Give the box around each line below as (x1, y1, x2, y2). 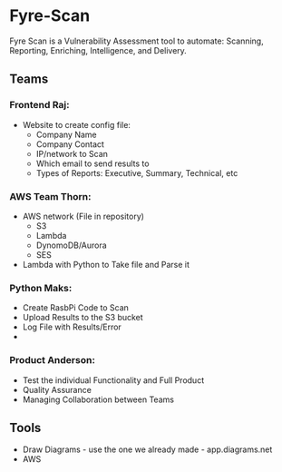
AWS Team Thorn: (9, 190, 92, 202)
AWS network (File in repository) (22, 211, 145, 221)
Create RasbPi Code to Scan (22, 302, 130, 313)
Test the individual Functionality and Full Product (22, 374, 205, 386)
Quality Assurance (22, 384, 92, 395)
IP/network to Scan (35, 148, 109, 159)
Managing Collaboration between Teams (22, 394, 175, 405)
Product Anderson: (9, 354, 95, 367)
